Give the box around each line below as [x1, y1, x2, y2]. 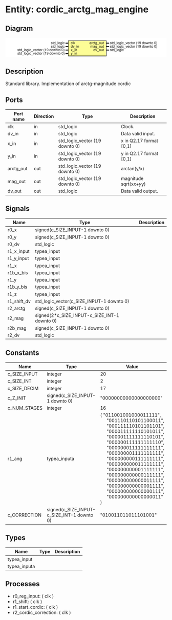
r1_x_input [7, 248, 30, 254]
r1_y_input [7, 255, 29, 262]
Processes [5, 579, 40, 588]
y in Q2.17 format [121, 150, 159, 156]
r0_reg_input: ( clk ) [12, 593, 54, 599]
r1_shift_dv [7, 298, 31, 304]
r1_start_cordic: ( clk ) [12, 604, 58, 610]
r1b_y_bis [7, 284, 28, 290]
